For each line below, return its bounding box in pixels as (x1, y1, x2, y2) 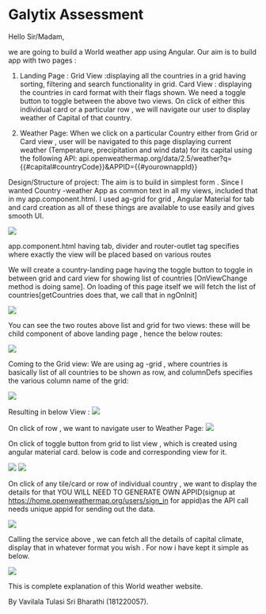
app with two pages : (8, 55, 77, 65)
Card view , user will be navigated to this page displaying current (19, 136, 232, 146)
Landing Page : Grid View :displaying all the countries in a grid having (19, 71, 246, 80)
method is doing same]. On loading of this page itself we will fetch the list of (8, 281, 256, 291)
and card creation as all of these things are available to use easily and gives (8, 202, 255, 212)
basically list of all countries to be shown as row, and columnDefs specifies (8, 367, 253, 377)
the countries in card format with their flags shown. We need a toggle (19, 87, 246, 97)
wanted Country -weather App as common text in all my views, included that (8, 185, 258, 195)
